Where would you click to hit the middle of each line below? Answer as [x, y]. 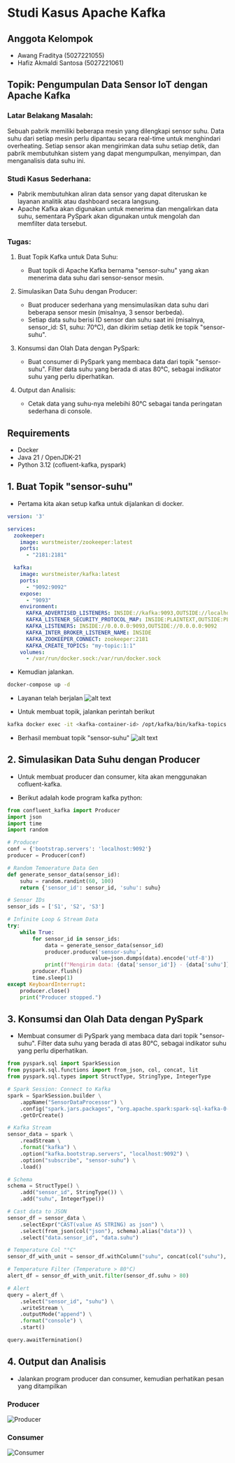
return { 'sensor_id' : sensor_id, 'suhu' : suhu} [90, 888]
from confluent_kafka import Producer [64, 810]
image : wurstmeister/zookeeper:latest [76, 542]
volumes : [33, 652]
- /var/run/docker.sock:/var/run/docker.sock [93, 658]
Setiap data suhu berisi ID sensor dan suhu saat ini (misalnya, [116, 320]
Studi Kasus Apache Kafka [87, 13]
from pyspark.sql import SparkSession [64, 1064]
